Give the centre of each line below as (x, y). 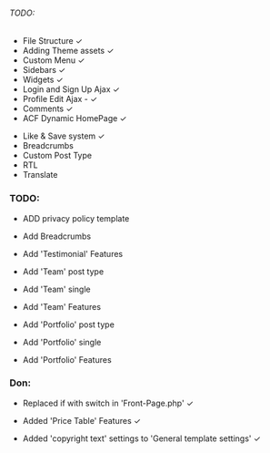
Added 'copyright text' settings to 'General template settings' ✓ (141, 438)
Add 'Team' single (56, 289)
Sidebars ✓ (44, 70)
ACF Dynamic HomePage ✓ (75, 118)
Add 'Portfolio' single (62, 342)
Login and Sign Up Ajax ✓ (71, 89)
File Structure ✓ (53, 41)
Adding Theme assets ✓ (68, 51)
